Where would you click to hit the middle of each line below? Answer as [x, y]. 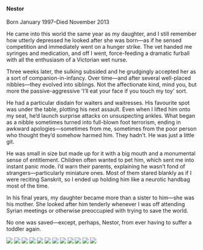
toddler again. [24, 229]
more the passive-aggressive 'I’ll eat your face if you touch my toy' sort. [97, 91]
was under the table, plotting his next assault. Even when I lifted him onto [98, 109]
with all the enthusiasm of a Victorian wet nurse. [67, 60]
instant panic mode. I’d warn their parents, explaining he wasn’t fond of [96, 166]
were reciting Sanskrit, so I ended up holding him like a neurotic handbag [98, 179]
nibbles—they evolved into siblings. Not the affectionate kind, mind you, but [102, 85]
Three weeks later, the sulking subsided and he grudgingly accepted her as [101, 72]
